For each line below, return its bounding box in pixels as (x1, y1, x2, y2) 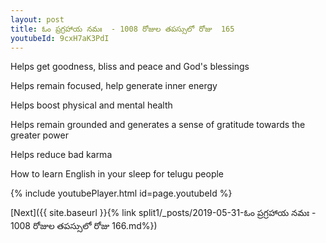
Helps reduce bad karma (10, 149, 113, 161)
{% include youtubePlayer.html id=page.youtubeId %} (10, 187, 233, 200)
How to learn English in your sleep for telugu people (10, 168, 225, 180)
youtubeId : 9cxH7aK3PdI (10, 33, 110, 43)
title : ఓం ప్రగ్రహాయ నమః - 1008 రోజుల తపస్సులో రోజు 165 (10, 24, 235, 34)
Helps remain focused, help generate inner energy (10, 80, 218, 92)
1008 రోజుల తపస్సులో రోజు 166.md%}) (10, 220, 158, 232)
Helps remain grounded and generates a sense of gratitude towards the (10, 119, 306, 131)
